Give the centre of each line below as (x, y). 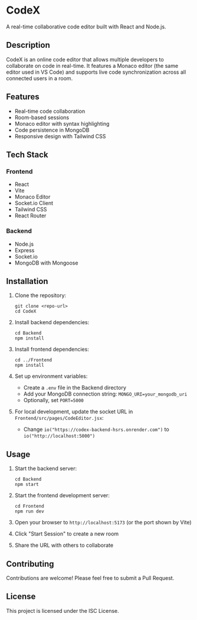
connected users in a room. (40, 78)
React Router (30, 216)
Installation (27, 281)
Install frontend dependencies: (52, 350)
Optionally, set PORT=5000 (53, 400)
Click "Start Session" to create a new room (67, 534)
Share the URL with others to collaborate (64, 545)
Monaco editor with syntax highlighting (62, 123)
